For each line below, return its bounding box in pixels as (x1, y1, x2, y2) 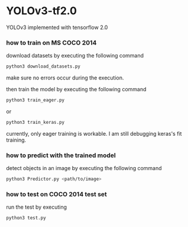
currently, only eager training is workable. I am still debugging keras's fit (6, 130, 182, 137)
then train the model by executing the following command (6, 86, 147, 93)
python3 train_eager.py (6, 97, 65, 103)
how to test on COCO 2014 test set (6, 190, 108, 198)
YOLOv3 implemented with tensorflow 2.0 (6, 24, 108, 31)
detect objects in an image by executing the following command (6, 165, 162, 172)
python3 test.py (6, 215, 46, 221)
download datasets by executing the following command (6, 52, 144, 59)
